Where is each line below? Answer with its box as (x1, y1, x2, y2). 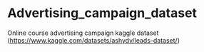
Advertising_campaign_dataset (7, 5, 198, 21)
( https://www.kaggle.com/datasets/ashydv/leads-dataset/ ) (7, 36, 180, 44)
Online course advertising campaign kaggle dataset (7, 28, 159, 37)
